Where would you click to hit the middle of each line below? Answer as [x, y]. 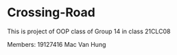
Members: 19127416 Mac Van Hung [57, 44]
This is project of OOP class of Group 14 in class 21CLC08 [89, 31]
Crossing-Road [51, 13]
